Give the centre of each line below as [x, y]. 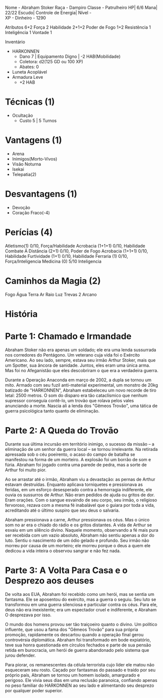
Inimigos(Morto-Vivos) [35, 159]
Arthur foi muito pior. [26, 470]
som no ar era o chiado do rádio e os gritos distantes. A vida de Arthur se [79, 525]
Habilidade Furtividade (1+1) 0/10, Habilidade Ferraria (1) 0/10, [66, 256]
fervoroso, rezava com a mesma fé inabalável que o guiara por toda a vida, [80, 505]
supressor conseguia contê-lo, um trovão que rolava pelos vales [70, 400]
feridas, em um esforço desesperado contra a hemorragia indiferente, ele [79, 489]
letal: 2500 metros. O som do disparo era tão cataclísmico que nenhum [76, 395]
